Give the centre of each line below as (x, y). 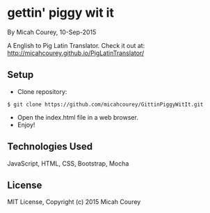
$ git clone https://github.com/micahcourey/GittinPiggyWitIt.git (105, 104)
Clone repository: (42, 91)
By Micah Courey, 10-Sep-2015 (52, 32)
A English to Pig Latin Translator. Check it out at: (76, 45)
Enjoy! (26, 125)
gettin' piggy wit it (61, 13)
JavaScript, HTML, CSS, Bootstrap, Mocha (68, 163)
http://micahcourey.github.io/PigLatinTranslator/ (76, 53)
